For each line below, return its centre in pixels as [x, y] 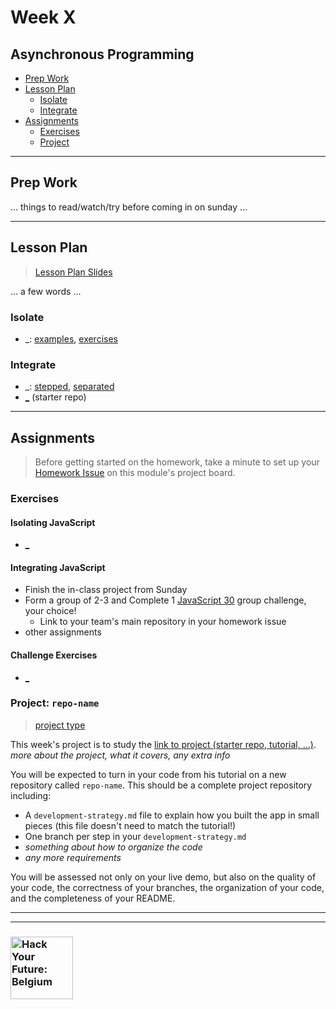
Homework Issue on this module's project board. [135, 473]
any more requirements [73, 857]
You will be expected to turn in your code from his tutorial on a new [148, 774]
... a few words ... [46, 291]
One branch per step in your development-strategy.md [135, 836]
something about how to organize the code [113, 847]
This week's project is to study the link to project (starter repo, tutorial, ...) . [163, 744]
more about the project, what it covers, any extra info [120, 755]
